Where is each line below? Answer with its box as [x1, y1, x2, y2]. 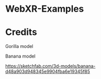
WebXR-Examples [5, 3, 84, 15]
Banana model [5, 53, 36, 59]
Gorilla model [5, 43, 34, 49]
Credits [5, 27, 37, 38]
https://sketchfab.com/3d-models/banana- [5, 63, 96, 69]
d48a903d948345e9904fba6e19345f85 [5, 68, 90, 74]
